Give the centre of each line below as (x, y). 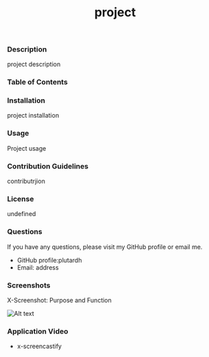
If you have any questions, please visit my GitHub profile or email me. (105, 247)
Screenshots (29, 285)
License (21, 199)
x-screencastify (39, 346)
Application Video (38, 331)
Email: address (38, 267)
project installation (33, 116)
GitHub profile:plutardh (49, 260)
